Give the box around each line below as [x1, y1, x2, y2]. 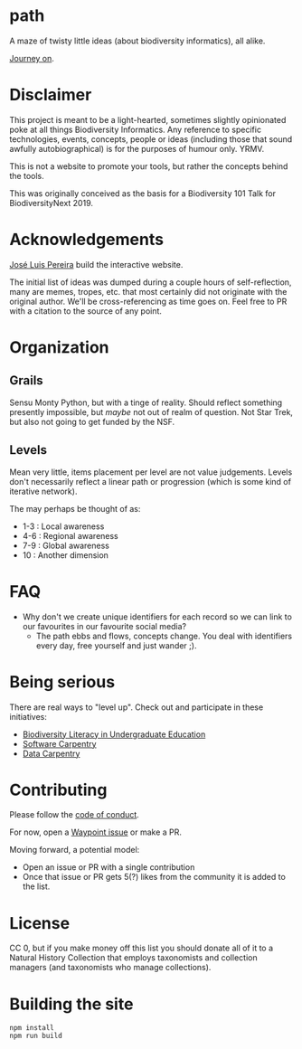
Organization [9, 337, 109, 357]
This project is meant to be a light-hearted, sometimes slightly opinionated [9, 114, 287, 125]
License [9, 912, 71, 933]
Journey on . [9, 52, 54, 63]
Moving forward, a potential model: [9, 845, 140, 855]
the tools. [9, 170, 45, 181]
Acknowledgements [9, 230, 165, 250]
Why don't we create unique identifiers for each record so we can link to [22, 611, 292, 622]
